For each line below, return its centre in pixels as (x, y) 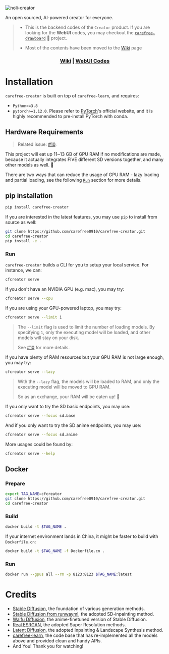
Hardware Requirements (44, 132)
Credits (21, 595)
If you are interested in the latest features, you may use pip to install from (81, 217)
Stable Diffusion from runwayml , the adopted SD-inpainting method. (83, 614)
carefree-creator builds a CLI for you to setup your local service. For (77, 265)
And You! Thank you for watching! (48, 646)
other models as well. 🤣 (30, 165)
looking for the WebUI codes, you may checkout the (79, 33)
